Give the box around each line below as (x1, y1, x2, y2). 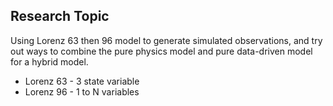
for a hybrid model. (10, 55, 89, 68)
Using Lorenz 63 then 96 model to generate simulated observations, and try (10, 34, 323, 46)
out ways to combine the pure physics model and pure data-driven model (10, 45, 313, 57)
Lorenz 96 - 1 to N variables (24, 85, 140, 98)
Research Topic (10, 8, 110, 25)
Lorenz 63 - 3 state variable (24, 75, 140, 87)
